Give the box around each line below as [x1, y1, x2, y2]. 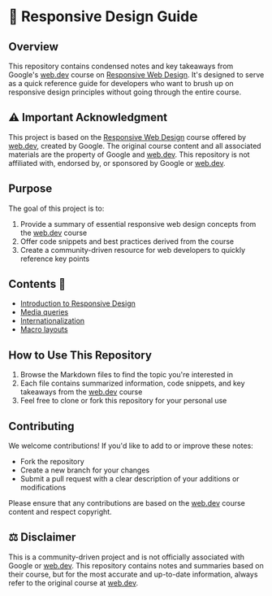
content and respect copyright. [8, 507, 112, 517]
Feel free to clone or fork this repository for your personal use [19, 396, 227, 406]
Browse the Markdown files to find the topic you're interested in [19, 370, 234, 380]
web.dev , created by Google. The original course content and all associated [8, 141, 261, 150]
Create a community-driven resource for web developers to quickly [19, 245, 246, 254]
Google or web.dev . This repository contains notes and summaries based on [8, 560, 264, 570]
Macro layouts [19, 324, 68, 334]
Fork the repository [19, 457, 85, 467]
